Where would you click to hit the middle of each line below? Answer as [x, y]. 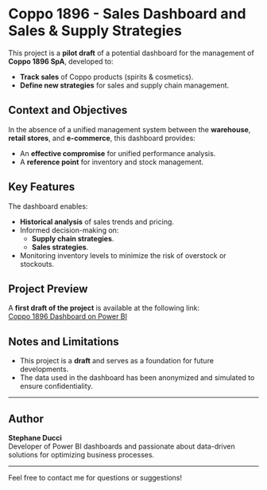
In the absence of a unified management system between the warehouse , [130, 129]
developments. [44, 369]
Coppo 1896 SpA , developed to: [61, 61]
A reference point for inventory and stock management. [112, 162]
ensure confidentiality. [56, 386]
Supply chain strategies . [73, 238]
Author [26, 419]
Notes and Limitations [64, 341]
